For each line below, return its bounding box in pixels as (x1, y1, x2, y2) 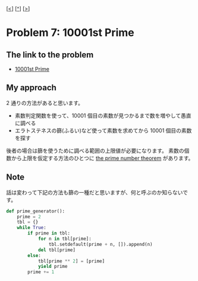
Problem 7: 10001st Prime (6, 26, 135, 39)
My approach (6, 83, 56, 93)
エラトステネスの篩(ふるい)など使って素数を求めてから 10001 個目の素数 (14, 126, 192, 134)
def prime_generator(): (6, 208, 65, 214)
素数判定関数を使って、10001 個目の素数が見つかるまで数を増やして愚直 (14, 112, 191, 119)
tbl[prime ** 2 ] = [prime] (37, 258, 105, 264)
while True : (17, 225, 46, 231)
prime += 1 (27, 269, 55, 275)
